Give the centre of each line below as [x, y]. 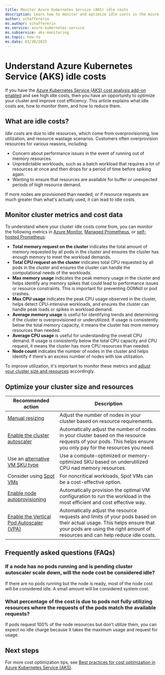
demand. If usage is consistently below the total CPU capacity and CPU [84, 341]
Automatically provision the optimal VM [105, 490]
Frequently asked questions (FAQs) [60, 553]
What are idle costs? [37, 121]
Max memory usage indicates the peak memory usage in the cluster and [86, 278]
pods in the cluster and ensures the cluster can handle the [71, 268]
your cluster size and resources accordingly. [50, 371]
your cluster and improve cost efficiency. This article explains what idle [77, 100]
